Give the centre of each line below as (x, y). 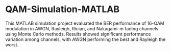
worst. (12, 44)
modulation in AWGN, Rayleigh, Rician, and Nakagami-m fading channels (82, 28)
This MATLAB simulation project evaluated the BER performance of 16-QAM (85, 23)
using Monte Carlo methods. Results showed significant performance (78, 34)
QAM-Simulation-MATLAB (63, 9)
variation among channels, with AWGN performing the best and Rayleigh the (86, 39)
